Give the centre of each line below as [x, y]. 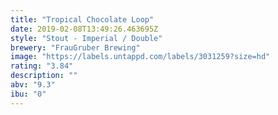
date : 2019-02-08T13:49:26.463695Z [84, 29]
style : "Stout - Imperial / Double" [86, 38]
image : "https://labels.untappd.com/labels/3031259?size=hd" [140, 57]
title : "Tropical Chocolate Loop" [82, 19]
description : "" [44, 76]
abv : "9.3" [33, 85]
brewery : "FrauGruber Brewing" [75, 47]
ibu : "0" [28, 94]
